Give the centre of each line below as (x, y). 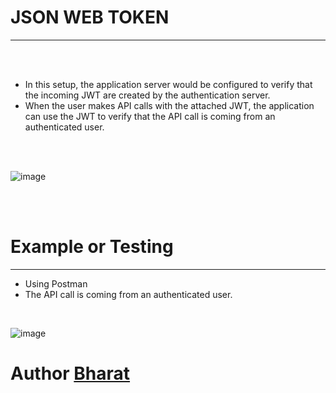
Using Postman (56, 283)
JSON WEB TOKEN (90, 17)
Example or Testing (92, 247)
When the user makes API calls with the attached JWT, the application (169, 105)
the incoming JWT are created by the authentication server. (147, 95)
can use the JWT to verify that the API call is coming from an (150, 116)
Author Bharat (70, 373)
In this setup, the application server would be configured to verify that (168, 84)
